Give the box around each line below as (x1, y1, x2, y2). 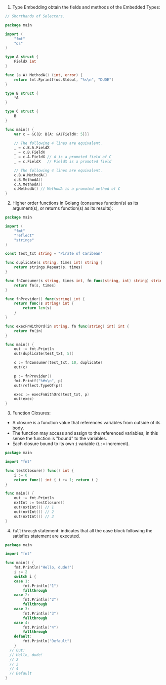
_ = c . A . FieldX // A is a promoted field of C (14, 155, 112, 160)
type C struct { (5, 109, 39, 114)
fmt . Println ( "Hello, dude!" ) (14, 565, 74, 570)
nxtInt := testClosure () (14, 500, 65, 505)
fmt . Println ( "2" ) (23, 597, 58, 602)
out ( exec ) (14, 397, 35, 401)
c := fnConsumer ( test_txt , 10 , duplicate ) (14, 360, 103, 365)
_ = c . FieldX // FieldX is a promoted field (14, 159, 112, 164)
